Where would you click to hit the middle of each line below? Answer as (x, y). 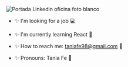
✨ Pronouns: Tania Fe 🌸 (43, 58)
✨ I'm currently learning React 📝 (53, 34)
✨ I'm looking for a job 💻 (45, 21)
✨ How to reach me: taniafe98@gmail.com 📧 (68, 46)
